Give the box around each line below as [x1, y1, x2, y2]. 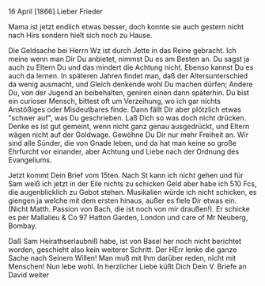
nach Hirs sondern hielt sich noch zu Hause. [8, 31, 153, 40]
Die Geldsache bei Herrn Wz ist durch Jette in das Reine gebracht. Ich [8, 46, 237, 55]
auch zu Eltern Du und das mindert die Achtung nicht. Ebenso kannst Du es [8, 63, 254, 72]
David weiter [8, 270, 50, 280]
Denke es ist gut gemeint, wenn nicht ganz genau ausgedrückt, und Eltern [8, 122, 250, 131]
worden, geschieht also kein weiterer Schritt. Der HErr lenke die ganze [8, 245, 237, 254]
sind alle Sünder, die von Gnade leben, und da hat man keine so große [8, 139, 237, 147]
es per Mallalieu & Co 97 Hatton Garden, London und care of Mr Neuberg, [8, 213, 248, 222]
